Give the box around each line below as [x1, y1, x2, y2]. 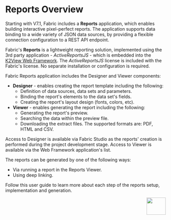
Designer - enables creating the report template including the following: [12, 83, 164, 89]
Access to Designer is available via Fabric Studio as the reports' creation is [5, 136, 162, 142]
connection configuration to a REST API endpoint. [5, 37, 109, 43]
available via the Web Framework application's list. [5, 146, 111, 153]
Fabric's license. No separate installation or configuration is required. [5, 63, 150, 69]
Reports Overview [5, 4, 83, 15]
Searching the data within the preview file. [20, 115, 109, 121]
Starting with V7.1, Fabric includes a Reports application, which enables [5, 20, 155, 27]
